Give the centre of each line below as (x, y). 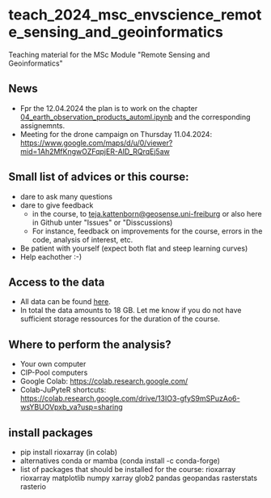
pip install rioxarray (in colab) (69, 452)
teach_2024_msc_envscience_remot (135, 15)
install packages (51, 433)
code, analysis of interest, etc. (83, 239)
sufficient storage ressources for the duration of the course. (120, 319)
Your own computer (53, 364)
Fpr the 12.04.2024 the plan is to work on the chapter (109, 108)
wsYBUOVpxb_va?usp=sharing (71, 407)
